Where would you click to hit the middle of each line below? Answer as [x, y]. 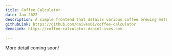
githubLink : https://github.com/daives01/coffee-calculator [71, 24]
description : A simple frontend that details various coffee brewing [81, 19]
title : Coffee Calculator [33, 10]
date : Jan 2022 [21, 15]
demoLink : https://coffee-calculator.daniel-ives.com [64, 29]
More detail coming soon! [32, 48]
